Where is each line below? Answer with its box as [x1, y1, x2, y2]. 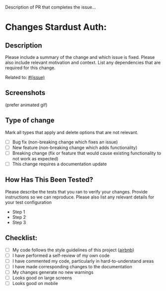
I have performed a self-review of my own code [12, 252, 110, 258]
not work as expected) [12, 155, 58, 161]
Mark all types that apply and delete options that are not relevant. [5, 129, 139, 135]
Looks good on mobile [12, 280, 58, 286]
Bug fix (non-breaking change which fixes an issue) [12, 139, 118, 145]
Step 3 [12, 219, 26, 225]
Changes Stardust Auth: [5, 22, 107, 33]
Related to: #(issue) [5, 74, 45, 80]
